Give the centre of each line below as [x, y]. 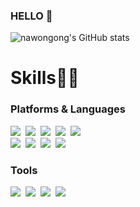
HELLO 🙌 [31, 16]
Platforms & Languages [68, 109]
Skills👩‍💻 [45, 78]
